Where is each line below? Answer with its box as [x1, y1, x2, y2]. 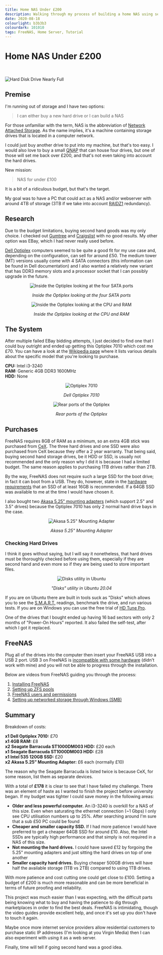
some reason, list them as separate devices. [5, 774, 93, 780]
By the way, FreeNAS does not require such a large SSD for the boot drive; [5, 474, 154, 479]
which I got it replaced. [5, 625, 51, 631]
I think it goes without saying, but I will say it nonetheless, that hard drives [5, 551, 153, 557]
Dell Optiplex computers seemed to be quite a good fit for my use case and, [5, 247, 157, 253]
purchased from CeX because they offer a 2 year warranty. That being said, [5, 449, 156, 455]
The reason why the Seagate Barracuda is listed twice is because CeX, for [5, 768, 154, 775]
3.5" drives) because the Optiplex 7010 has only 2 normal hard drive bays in [5, 504, 157, 510]
